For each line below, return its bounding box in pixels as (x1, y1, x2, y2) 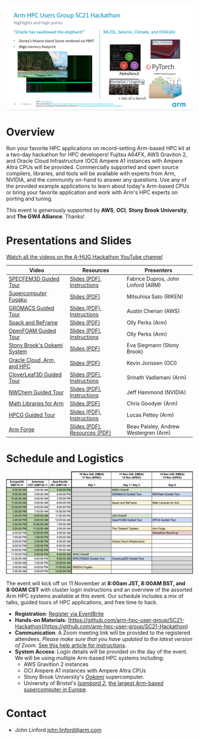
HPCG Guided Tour (8, 411, 55, 418)
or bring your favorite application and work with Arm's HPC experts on (6, 189, 178, 196)
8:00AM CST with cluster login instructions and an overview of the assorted (6, 586, 192, 593)
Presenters (145, 267, 173, 274)
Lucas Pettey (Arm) (126, 411, 174, 418)
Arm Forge (8, 426, 35, 433)
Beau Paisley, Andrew (126, 423, 180, 430)
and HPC (8, 363, 31, 370)
